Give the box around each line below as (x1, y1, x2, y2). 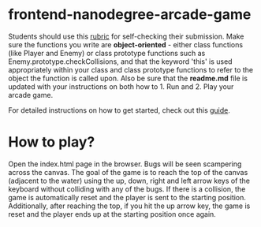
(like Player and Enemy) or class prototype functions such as (8, 48, 206, 58)
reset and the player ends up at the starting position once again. (8, 209, 217, 218)
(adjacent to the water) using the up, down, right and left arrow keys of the (8, 176, 251, 185)
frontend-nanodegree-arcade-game (8, 6, 252, 24)
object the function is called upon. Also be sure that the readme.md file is (8, 73, 248, 83)
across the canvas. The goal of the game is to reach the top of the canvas (8, 167, 248, 177)
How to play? (8, 133, 95, 151)
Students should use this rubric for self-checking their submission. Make (8, 32, 244, 41)
